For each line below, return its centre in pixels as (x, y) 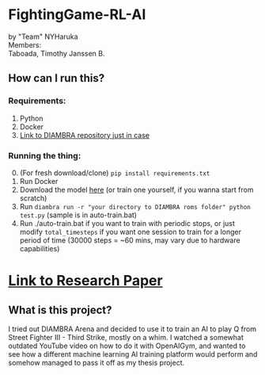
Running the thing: (45, 155)
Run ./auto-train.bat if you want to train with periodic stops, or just (127, 223)
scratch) (33, 198)
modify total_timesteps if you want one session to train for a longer (130, 232)
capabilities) (40, 248)
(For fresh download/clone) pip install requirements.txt (115, 173)
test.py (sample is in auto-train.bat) (78, 215)
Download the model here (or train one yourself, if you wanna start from (136, 189)
